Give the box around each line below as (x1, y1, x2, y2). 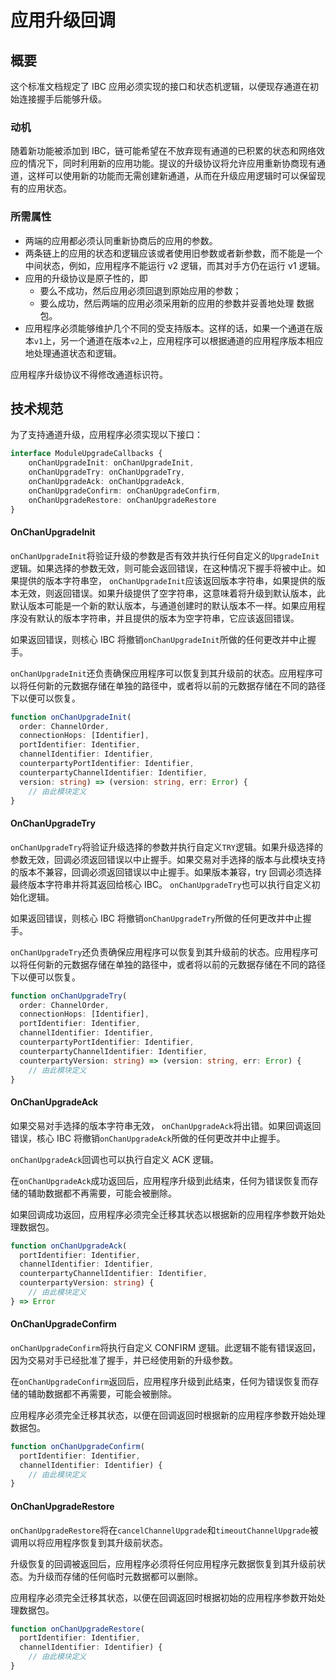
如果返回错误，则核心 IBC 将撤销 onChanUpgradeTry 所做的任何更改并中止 (10, 912, 303, 924)
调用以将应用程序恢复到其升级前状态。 (10, 1536, 168, 1548)
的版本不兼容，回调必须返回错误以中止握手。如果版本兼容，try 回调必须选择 (10, 866, 322, 878)
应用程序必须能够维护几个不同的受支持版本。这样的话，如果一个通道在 (24, 322, 315, 334)
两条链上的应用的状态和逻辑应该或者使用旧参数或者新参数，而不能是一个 (24, 247, 323, 259)
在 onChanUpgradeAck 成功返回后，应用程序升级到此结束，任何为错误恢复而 (10, 1174, 310, 1186)
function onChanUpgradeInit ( (10, 712, 132, 722)
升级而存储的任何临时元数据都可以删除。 (36, 1570, 203, 1582)
